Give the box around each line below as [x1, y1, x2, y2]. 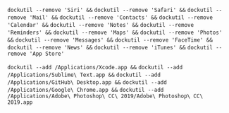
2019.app [7, 99, 33, 106]
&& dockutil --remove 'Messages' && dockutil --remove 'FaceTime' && [7, 37, 213, 44]
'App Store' [29, 50, 65, 57]
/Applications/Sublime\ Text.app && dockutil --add [7, 71, 161, 78]
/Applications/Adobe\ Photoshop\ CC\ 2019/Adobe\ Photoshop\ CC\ [7, 93, 203, 100]
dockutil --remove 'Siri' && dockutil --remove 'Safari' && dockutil [7, 6, 213, 13]
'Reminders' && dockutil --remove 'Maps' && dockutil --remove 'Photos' [7, 29, 223, 36]
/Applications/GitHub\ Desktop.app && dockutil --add [7, 79, 167, 86]
